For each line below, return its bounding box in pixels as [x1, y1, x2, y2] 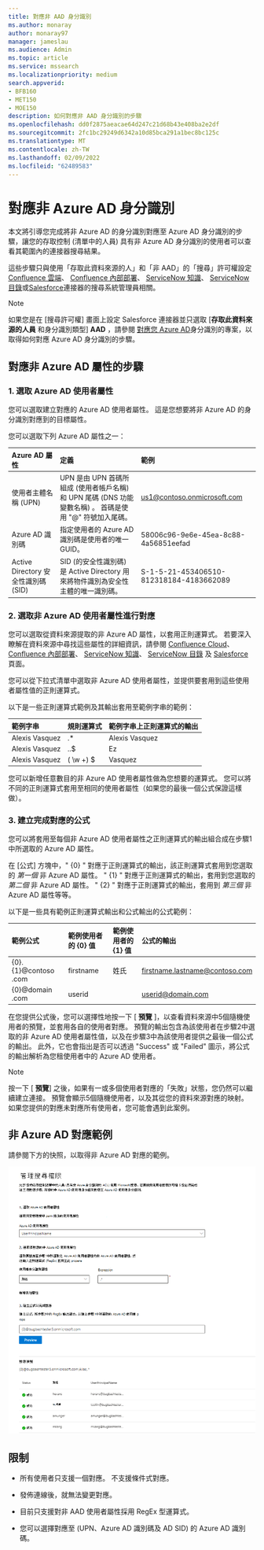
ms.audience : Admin [8, 46, 72, 54]
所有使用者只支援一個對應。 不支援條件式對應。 [19, 1473, 174, 1482]
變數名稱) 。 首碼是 [60, 502, 122, 511]
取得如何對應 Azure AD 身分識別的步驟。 [8, 334, 140, 344]
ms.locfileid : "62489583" [8, 162, 93, 170]
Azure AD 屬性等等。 [8, 890, 76, 900]
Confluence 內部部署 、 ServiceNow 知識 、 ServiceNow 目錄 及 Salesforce [8, 649, 249, 659]
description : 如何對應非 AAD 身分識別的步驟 [8, 113, 142, 120]
